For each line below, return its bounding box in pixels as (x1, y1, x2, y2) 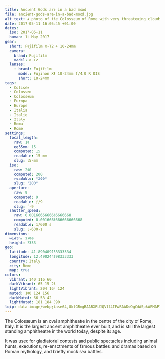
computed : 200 (14, 172, 43, 177)
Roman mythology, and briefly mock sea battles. (5, 348, 103, 354)
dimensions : (5, 231, 29, 236)
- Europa (9, 99, 27, 104)
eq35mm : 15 (14, 145, 36, 150)
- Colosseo (9, 90, 32, 94)
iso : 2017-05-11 (9, 30, 43, 35)
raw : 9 (14, 190, 27, 195)
